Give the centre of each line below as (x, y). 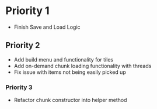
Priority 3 (19, 87)
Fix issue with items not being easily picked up (70, 72)
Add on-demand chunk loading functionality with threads (83, 66)
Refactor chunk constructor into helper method (70, 100)
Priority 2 (23, 45)
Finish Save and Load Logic (47, 27)
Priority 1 (27, 11)
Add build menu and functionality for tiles (64, 59)
